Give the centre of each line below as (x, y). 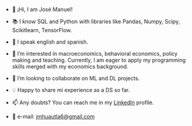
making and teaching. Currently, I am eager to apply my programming (99, 60)
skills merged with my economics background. (70, 66)
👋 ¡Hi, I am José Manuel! (42, 9)
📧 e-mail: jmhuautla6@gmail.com (53, 116)
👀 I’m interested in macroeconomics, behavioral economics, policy (94, 54)
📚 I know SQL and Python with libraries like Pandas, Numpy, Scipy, (96, 22)
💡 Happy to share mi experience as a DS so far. (71, 90)
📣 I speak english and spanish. (50, 42)
